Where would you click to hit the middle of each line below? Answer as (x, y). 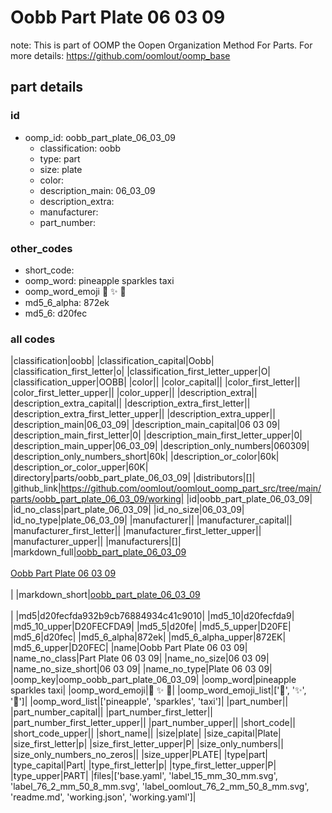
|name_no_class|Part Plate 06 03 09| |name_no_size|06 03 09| (140, 658)
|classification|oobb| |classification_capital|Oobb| (112, 361)
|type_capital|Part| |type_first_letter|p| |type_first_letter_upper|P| (143, 765)
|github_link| (36, 488)
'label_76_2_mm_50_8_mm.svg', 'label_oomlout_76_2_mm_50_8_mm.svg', (160, 787)
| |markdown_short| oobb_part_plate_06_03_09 (105, 595)
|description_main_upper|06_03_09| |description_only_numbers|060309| (160, 446)
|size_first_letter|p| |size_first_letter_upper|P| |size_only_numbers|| (147, 744)
